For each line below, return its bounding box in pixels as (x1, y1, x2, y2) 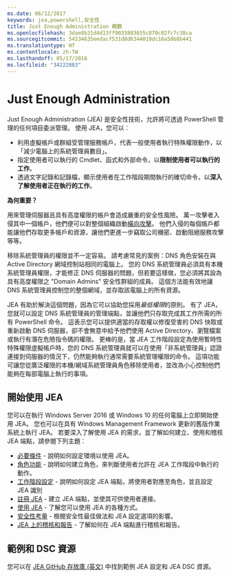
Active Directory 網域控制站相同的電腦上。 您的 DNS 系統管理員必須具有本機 (7, 260, 223, 268)
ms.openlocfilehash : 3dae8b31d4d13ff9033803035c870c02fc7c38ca (7, 29, 192, 37)
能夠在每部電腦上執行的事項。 (7, 369, 91, 378)
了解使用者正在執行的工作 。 (16, 181, 96, 190)
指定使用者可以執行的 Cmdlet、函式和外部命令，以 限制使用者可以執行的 (16, 155, 220, 164)
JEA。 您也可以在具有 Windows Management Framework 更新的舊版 (14, 420, 208, 428)
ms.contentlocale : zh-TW (7, 49, 78, 56)
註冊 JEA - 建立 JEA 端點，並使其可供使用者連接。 (16, 495, 160, 503)
